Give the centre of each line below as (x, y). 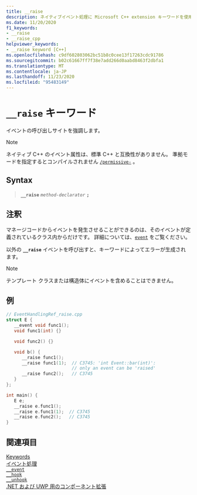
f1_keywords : (22, 28)
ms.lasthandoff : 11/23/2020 (40, 77)
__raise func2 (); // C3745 (57, 374)
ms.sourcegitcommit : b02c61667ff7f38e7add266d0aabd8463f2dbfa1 (85, 60)
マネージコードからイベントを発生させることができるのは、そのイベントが (96, 230)
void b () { (27, 352)
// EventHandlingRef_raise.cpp (44, 315)
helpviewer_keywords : (33, 45)
